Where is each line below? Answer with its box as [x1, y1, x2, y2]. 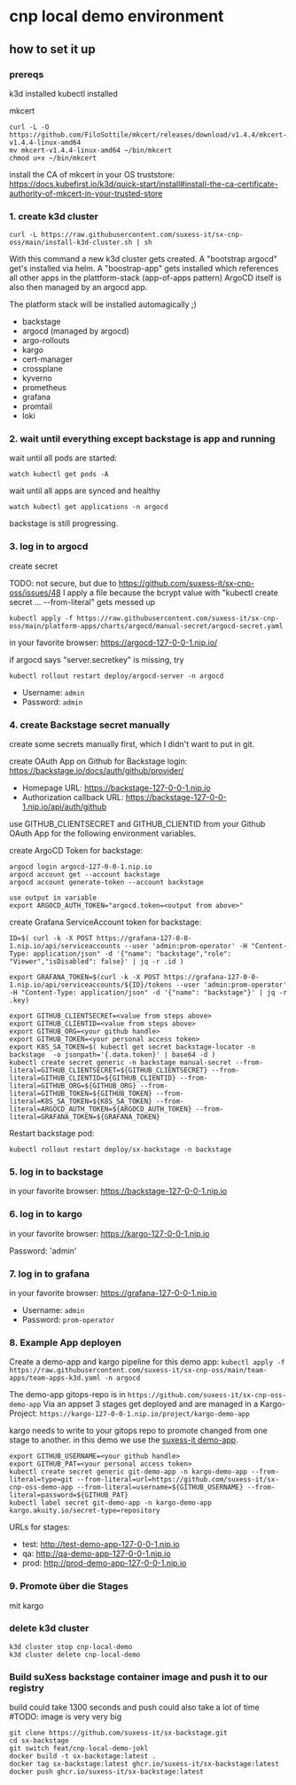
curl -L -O [9, 122, 50, 131]
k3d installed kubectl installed [9, 88, 118, 98]
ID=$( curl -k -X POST [9, 934, 93, 943]
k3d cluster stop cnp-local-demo [9, 1642, 133, 1651]
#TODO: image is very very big [9, 1711, 122, 1722]
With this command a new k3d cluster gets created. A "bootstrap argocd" [9, 254, 277, 264]
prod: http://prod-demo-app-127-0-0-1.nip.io [21, 1558, 187, 1569]
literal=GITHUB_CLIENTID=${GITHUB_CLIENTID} [9, 1073, 176, 1083]
